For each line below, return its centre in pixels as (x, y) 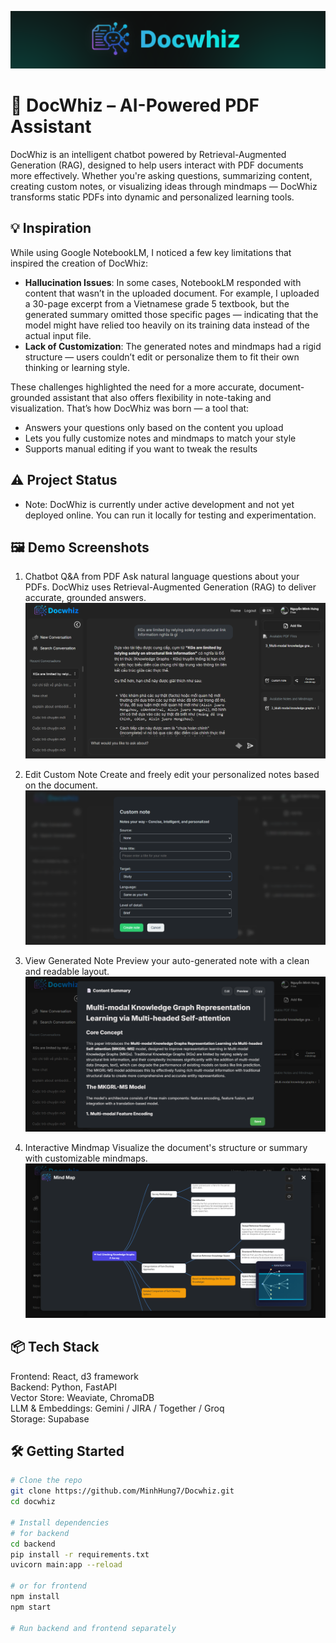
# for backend (40, 1533)
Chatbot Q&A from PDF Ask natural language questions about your (162, 577)
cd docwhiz (33, 1502)
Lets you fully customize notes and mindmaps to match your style (160, 438)
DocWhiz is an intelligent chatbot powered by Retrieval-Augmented (148, 155)
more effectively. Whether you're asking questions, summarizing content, (161, 176)
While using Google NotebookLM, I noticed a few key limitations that (151, 252)
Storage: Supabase (50, 1418)
